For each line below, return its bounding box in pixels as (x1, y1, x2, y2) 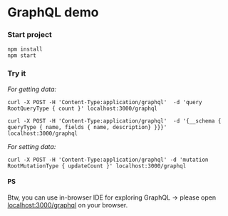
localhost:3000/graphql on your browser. (7, 200, 128, 209)
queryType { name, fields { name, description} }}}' (7, 123, 167, 130)
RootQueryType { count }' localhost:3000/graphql (7, 105, 158, 112)
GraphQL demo (7, 4, 99, 21)
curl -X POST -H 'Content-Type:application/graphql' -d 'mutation (7, 156, 209, 163)
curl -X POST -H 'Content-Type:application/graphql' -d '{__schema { (7, 117, 222, 125)
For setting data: (7, 142, 56, 150)
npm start (7, 52, 37, 59)
